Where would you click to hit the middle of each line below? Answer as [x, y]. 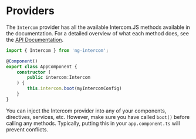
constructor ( [34, 72]
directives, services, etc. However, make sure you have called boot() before [98, 117]
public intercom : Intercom [59, 78]
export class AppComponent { [42, 67]
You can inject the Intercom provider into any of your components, [86, 111]
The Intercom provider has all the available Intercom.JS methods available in [98, 27]
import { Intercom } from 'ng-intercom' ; [58, 50]
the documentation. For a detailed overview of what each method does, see [98, 33]
